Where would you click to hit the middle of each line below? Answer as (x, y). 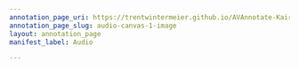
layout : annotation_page (55, 34)
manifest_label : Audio (51, 42)
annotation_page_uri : (49, 17)
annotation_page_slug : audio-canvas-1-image (93, 26)
